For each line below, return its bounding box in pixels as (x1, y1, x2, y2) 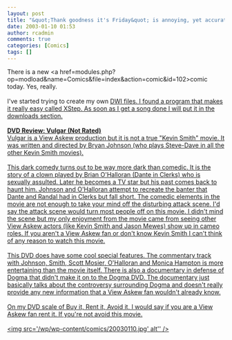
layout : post (7, 10, 45, 17)
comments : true (7, 36, 51, 43)
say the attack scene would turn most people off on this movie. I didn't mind (7, 207, 224, 215)
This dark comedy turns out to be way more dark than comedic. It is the (7, 163, 211, 171)
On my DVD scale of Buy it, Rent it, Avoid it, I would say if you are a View (7, 302, 213, 311)
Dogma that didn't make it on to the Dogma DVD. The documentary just (7, 273, 210, 281)
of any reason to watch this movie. (7, 236, 106, 245)
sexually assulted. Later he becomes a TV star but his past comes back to (7, 178, 217, 186)
